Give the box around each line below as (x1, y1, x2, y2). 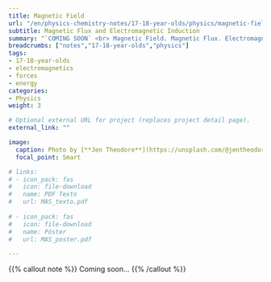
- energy (8, 79, 38, 87)
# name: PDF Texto (8, 190, 78, 198)
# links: (8, 168, 38, 176)
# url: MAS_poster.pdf (8, 235, 92, 243)
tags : (8, 49, 27, 57)
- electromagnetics (8, 64, 74, 73)
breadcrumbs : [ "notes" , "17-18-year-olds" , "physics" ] (8, 42, 190, 50)
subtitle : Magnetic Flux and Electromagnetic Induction (8, 27, 200, 35)
